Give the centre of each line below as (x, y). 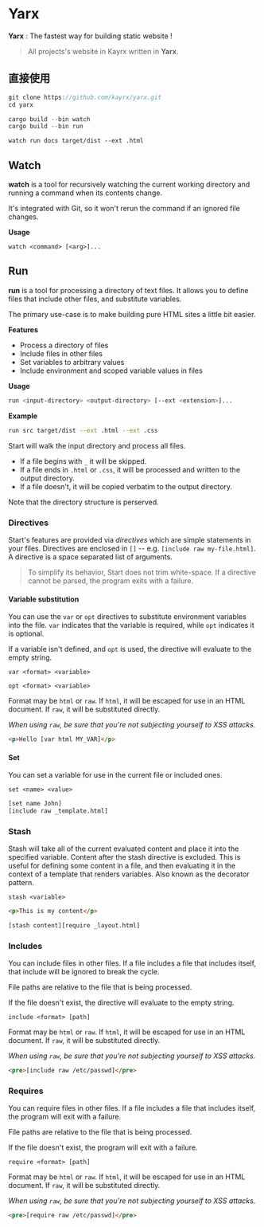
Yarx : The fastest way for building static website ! (90, 36)
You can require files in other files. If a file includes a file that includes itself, (132, 1108)
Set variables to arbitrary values (72, 362)
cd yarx (21, 104)
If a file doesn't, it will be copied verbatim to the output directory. (126, 486)
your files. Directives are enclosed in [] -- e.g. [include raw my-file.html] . (132, 548)
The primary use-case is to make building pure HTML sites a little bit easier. (132, 314)
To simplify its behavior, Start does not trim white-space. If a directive (142, 572)
